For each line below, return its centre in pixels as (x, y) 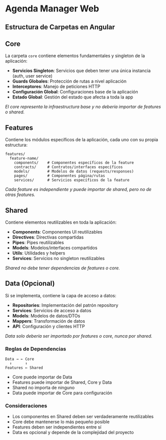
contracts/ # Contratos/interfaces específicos (68, 167)
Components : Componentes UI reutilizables (57, 232)
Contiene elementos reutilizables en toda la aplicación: (61, 222)
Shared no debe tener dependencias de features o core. (63, 268)
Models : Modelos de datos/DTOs (46, 316)
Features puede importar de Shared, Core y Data (62, 382)
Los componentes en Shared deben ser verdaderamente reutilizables (83, 417)
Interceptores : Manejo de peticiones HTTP (56, 87)
